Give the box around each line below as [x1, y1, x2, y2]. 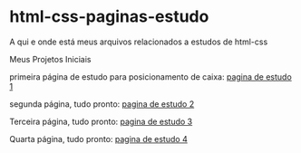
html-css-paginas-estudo [9, 6, 209, 27]
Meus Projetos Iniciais [9, 53, 92, 64]
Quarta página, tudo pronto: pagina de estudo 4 [9, 133, 188, 144]
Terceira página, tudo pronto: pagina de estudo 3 [9, 116, 193, 127]
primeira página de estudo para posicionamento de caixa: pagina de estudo [9, 71, 292, 82]
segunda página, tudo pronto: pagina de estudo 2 [9, 98, 195, 110]
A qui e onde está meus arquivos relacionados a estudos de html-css [9, 36, 268, 47]
